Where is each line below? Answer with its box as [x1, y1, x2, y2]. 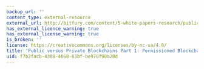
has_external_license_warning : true [6, 31, 99, 37]
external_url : [6, 20, 42, 26]
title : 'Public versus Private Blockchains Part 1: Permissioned [6, 48, 175, 54]
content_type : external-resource [6, 14, 91, 20]
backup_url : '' [6, 8, 45, 15]
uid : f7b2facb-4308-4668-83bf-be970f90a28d [6, 53, 118, 59]
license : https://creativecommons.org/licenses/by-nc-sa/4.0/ [6, 43, 167, 49]
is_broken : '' [6, 37, 42, 43]
